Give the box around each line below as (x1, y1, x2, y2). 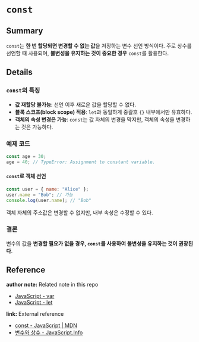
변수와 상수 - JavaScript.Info (14, 329, 83, 336)
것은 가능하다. (21, 123, 53, 130)
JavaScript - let (14, 299, 53, 306)
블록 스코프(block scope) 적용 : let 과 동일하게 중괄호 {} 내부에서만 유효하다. (14, 108, 192, 116)
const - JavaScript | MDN (14, 322, 77, 329)
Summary (6, 26, 43, 36)
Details (6, 67, 33, 77)
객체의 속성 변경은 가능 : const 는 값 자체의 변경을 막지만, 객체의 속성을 (14, 116, 175, 123)
